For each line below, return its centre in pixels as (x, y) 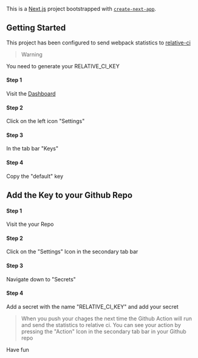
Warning (32, 54)
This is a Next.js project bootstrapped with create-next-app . (81, 9)
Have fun (18, 349)
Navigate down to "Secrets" (41, 279)
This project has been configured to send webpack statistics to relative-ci (99, 43)
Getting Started (36, 28)
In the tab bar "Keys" (32, 149)
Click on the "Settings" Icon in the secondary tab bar (72, 251)
